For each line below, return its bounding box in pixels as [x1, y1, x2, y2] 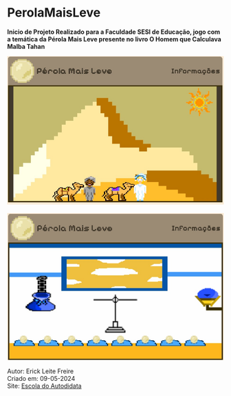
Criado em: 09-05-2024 [7, 375, 76, 383]
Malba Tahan [7, 42, 45, 50]
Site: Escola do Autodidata [7, 382, 82, 390]
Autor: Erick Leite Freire [7, 367, 74, 375]
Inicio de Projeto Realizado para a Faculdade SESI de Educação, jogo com [7, 28, 221, 36]
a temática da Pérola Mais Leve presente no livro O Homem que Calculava [7, 34, 221, 43]
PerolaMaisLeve [7, 5, 101, 21]
